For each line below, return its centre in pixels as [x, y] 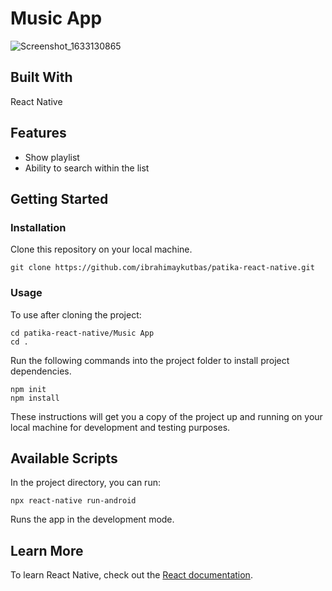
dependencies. [41, 371]
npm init [28, 389]
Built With [41, 77]
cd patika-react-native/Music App [82, 333]
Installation [38, 227]
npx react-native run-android [73, 501]
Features [38, 133]
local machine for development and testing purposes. [120, 427]
